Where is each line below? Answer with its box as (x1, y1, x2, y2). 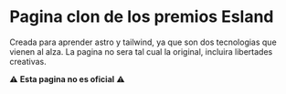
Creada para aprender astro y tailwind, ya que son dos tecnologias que (9, 37, 277, 47)
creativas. (9, 56, 48, 67)
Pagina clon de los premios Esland (9, 6, 274, 27)
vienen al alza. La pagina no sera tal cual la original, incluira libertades (9, 46, 273, 57)
